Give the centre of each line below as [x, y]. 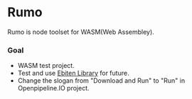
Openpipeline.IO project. [54, 88]
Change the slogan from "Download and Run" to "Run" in [101, 81]
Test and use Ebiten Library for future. [73, 73]
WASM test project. [46, 66]
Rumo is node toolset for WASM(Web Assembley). [81, 32]
